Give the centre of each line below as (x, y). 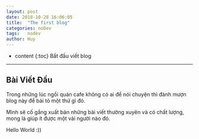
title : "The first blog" (38, 22)
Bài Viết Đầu (29, 80)
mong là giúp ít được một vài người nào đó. (58, 118)
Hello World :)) (24, 130)
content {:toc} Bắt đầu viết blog (53, 56)
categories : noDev (29, 28)
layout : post (22, 12)
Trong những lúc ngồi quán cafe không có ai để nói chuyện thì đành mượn (96, 94)
